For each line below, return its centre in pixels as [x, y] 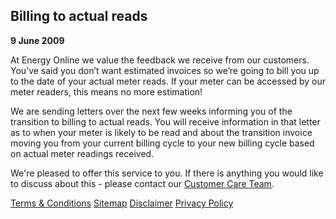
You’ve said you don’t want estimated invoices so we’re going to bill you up [165, 70]
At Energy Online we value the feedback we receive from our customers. [160, 60]
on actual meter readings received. [82, 153]
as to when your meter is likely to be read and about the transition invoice [161, 132]
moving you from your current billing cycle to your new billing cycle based [162, 143]
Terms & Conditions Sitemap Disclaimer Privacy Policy [122, 203]
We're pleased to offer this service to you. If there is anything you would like [167, 173]
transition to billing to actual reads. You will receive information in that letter [165, 121]
